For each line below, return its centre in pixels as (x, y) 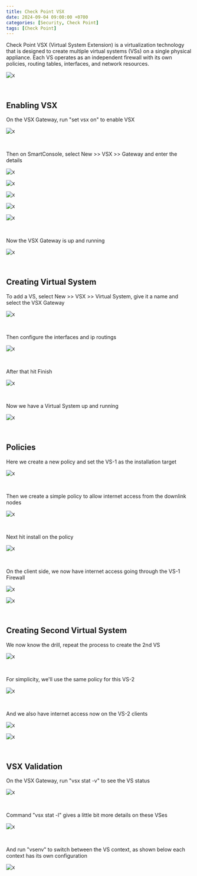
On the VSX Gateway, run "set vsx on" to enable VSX (70, 120)
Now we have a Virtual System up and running (63, 405)
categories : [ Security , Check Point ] (52, 22)
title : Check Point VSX (35, 12)
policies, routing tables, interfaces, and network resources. (78, 64)
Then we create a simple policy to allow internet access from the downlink (96, 496)
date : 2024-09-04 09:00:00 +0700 (47, 17)
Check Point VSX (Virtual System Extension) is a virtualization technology (95, 45)
